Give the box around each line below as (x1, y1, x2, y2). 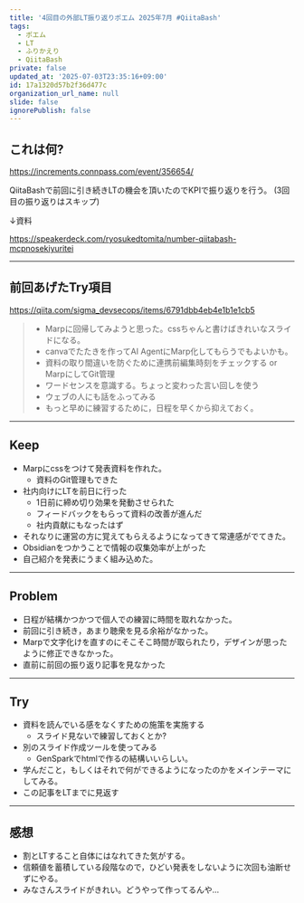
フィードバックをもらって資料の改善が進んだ (35, 508, 203, 518)
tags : (9, 22, 30, 31)
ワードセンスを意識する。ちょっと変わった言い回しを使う (44, 379, 260, 390)
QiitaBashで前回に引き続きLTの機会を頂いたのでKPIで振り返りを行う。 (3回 (9, 185, 290, 195)
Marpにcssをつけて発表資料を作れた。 (22, 462, 167, 473)
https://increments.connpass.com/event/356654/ (9, 166, 195, 177)
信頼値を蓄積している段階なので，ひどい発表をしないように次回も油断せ (22, 861, 292, 873)
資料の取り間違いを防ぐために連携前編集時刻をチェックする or (44, 356, 278, 367)
